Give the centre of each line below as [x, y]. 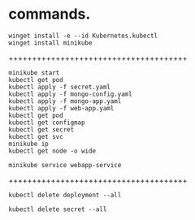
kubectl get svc [36, 136]
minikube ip [28, 144]
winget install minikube [50, 43]
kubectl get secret [41, 129]
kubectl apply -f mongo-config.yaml [70, 94]
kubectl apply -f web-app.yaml [61, 108]
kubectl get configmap [47, 123]
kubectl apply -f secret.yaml [60, 87]
